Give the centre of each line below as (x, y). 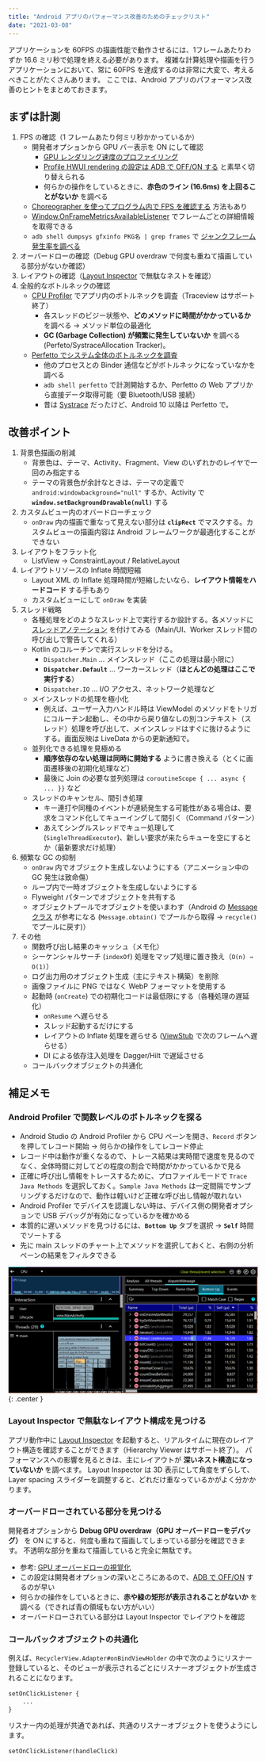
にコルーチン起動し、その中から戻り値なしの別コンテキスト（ (144, 719)
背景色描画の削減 (47, 453)
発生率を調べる (56, 247)
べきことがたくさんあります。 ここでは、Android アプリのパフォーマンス (127, 79)
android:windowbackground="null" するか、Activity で (118, 492)
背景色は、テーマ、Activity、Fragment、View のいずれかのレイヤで (141, 463)
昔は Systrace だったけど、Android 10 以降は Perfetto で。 (138, 405)
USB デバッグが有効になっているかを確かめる (116, 1215)
